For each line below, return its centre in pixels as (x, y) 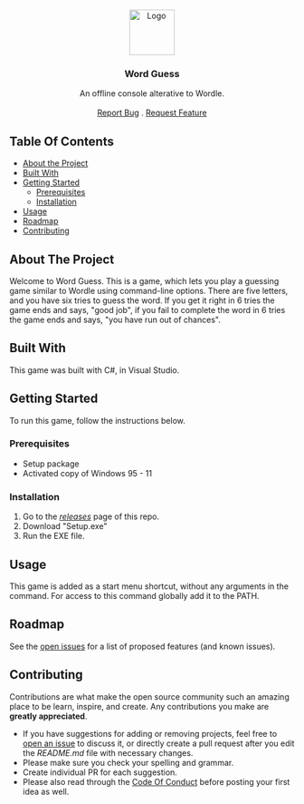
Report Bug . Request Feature (152, 113)
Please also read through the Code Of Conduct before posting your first (156, 781)
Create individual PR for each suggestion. (100, 772)
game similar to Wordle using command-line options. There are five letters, (149, 290)
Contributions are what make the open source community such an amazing (149, 696)
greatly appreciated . (48, 716)
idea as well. (46, 791)
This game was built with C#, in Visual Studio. (95, 370)
